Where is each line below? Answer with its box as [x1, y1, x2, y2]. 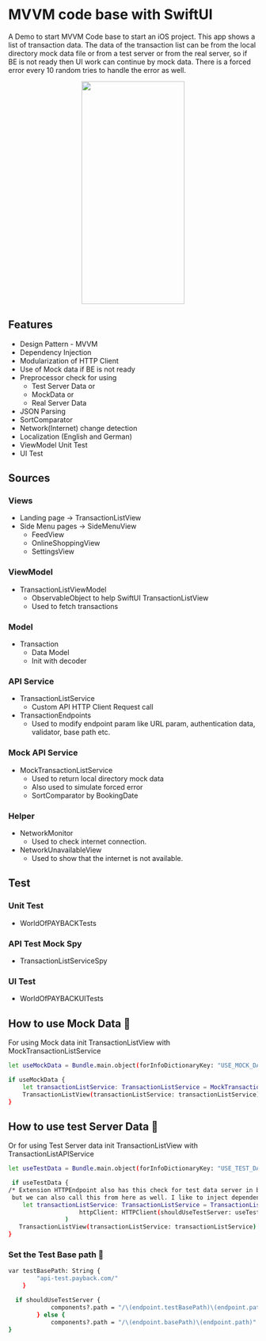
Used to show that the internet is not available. [31, 853, 184, 863]
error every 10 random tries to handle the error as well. [8, 65, 187, 74]
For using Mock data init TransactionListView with [8, 1038, 171, 1047]
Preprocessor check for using [19, 372, 117, 382]
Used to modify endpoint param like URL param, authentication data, [31, 719, 256, 729]
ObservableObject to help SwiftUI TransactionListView [31, 592, 209, 603]
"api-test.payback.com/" [36, 1274, 119, 1282]
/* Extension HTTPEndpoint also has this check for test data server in [8, 1186, 253, 1194]
